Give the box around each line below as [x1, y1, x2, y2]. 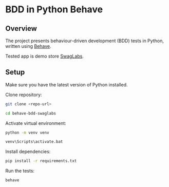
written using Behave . [5, 43, 51, 49]
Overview [5, 24, 37, 33]
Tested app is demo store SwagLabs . [5, 53, 84, 59]
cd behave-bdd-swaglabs [5, 110, 57, 116]
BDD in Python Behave [5, 4, 103, 15]
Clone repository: [5, 91, 42, 98]
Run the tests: [5, 168, 35, 174]
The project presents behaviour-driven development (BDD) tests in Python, [5, 38, 164, 44]
